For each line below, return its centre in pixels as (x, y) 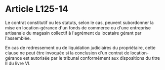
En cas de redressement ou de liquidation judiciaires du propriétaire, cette (80, 47)
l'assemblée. (18, 38)
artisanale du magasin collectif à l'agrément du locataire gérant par (73, 33)
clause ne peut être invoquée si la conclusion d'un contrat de (67, 53)
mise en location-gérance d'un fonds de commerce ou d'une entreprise (78, 27)
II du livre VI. (18, 63)
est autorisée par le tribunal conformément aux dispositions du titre (91, 58)
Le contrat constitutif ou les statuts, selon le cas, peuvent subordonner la (80, 23)
